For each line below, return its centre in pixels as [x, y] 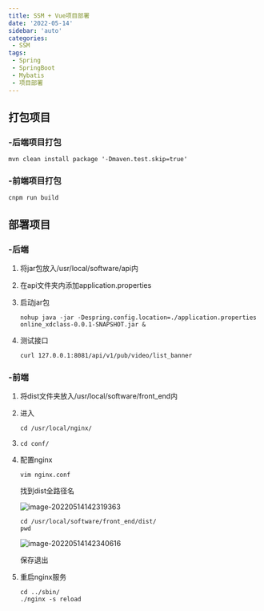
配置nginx [36, 460]
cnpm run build [34, 198]
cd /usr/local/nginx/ [56, 429]
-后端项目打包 [35, 142]
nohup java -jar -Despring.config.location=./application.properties [138, 318]
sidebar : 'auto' [35, 30]
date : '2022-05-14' [41, 23]
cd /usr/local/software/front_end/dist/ [88, 522]
